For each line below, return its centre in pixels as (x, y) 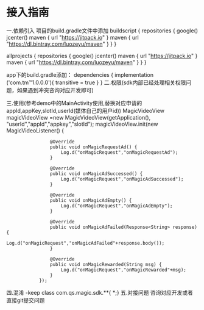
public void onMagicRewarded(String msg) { (106, 264)
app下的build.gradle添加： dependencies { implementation (80, 74)
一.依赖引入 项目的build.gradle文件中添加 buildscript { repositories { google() (102, 31)
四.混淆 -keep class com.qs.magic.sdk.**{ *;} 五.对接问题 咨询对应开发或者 (100, 292)
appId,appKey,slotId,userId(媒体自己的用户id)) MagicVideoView (86, 110)
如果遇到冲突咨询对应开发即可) (55, 90)
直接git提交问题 (26, 300)
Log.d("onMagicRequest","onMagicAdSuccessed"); (122, 179)
